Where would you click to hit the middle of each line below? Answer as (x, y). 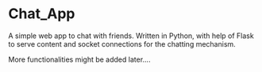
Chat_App (42, 14)
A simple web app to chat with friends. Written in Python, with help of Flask (131, 36)
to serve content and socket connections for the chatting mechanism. (122, 44)
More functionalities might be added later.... (79, 59)
